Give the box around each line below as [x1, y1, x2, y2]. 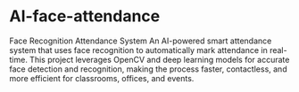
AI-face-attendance [9, 6, 161, 27]
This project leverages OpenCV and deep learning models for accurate [29, 54, 290, 65]
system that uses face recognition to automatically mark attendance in [9, 44, 268, 55]
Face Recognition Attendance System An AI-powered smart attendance [9, 35, 272, 46]
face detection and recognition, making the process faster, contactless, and [9, 64, 287, 74]
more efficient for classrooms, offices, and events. [9, 73, 195, 83]
